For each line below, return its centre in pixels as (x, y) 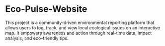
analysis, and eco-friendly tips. (37, 38)
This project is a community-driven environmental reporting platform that (80, 23)
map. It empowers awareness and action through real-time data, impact (79, 33)
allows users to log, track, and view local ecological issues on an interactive (83, 27)
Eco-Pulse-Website (46, 9)
